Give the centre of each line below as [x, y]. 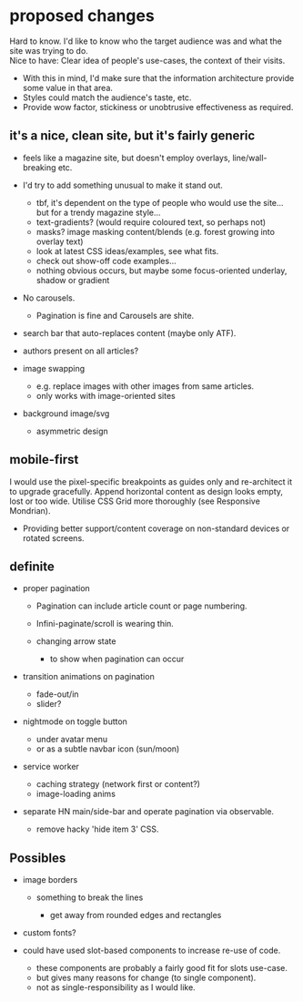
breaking [39, 167]
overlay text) [60, 241]
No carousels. [49, 298]
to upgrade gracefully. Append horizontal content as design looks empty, [146, 491]
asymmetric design [72, 431]
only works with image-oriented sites [106, 395]
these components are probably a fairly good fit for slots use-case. [162, 968]
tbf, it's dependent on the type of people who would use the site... [160, 202]
